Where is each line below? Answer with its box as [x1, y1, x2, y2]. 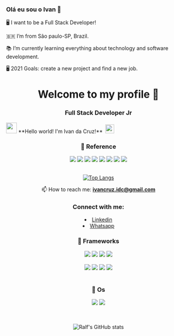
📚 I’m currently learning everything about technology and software [6, 45, 169, 52]
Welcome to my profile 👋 [37, 88, 159, 101]
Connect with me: [72, 203, 125, 211]
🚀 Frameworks [77, 237, 120, 245]
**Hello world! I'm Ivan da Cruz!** [18, 128, 103, 135]
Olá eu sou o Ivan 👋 [6, 5, 62, 14]
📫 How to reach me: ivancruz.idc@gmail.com [41, 186, 156, 193]
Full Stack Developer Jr [64, 109, 132, 117]
